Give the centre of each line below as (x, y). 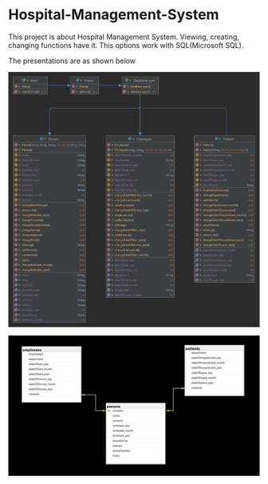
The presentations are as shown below (72, 61)
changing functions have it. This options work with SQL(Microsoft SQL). (126, 45)
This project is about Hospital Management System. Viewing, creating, (124, 37)
